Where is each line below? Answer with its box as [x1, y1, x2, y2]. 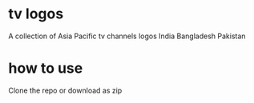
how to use [8, 59, 83, 77]
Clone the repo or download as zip [8, 85, 123, 95]
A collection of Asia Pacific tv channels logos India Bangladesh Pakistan [8, 31, 246, 41]
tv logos [8, 5, 64, 23]
